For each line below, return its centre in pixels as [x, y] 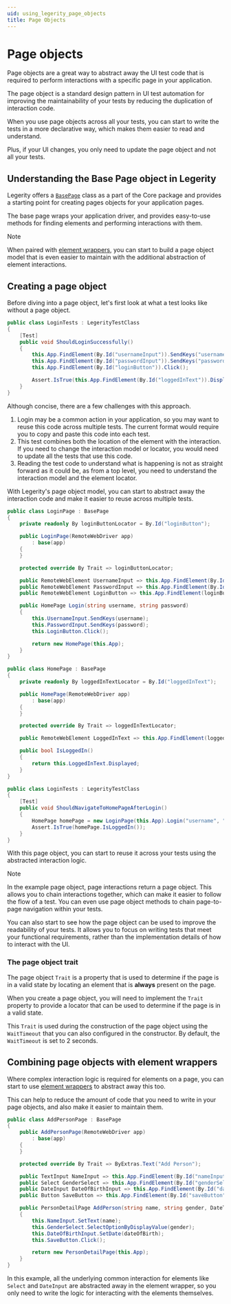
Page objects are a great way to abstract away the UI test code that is [106, 73]
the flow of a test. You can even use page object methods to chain [101, 902]
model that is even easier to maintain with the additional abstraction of [107, 257]
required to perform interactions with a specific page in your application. [110, 81]
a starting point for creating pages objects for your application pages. [106, 203]
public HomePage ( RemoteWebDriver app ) [75, 694]
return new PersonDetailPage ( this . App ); [90, 1252]
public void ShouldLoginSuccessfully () [77, 342]
